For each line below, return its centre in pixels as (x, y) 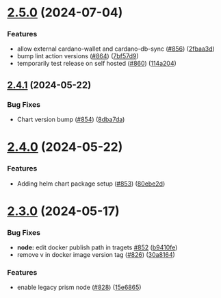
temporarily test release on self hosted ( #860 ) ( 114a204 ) (96, 64)
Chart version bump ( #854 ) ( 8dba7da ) (71, 120)
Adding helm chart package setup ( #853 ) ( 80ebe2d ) (91, 184)
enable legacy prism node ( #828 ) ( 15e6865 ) (79, 287)
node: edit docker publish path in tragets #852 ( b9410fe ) (97, 247)
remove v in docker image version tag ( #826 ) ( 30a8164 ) (96, 255)
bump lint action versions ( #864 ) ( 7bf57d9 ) (78, 56)
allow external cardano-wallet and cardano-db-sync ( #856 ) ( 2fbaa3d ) (116, 49)
